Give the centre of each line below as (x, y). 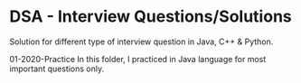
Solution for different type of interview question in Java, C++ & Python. (141, 41)
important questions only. (57, 69)
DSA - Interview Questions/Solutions (150, 17)
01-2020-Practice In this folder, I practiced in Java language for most (138, 59)
